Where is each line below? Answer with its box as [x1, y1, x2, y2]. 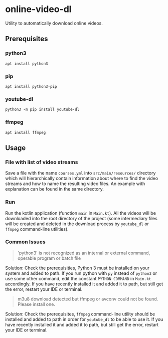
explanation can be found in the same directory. [5, 186, 104, 192]
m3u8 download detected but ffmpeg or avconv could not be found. [17, 296, 158, 302]
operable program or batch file [17, 255, 81, 261]
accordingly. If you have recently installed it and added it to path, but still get [5, 281, 163, 287]
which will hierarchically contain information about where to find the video [5, 176, 158, 182]
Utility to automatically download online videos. [5, 20, 103, 26]
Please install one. [17, 301, 55, 307]
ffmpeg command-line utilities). [5, 226, 69, 232]
